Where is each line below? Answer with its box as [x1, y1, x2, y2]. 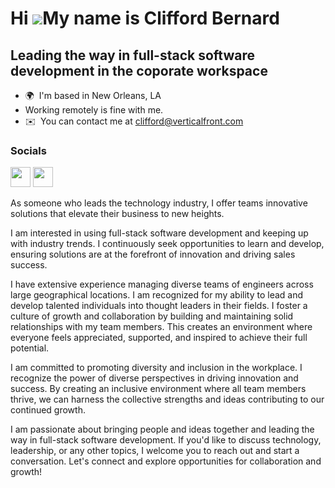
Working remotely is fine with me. [24, 104, 164, 116]
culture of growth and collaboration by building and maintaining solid [10, 310, 294, 322]
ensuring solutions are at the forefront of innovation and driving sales [10, 248, 296, 261]
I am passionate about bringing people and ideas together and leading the [10, 423, 315, 436]
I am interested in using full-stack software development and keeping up [10, 227, 309, 239]
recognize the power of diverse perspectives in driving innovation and [10, 372, 299, 384]
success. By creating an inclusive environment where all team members [10, 383, 307, 395]
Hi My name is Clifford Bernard [10, 7, 280, 30]
